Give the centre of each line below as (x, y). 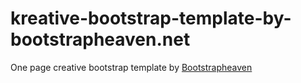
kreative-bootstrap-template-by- (151, 18)
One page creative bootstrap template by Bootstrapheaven (131, 67)
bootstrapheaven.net (100, 39)
